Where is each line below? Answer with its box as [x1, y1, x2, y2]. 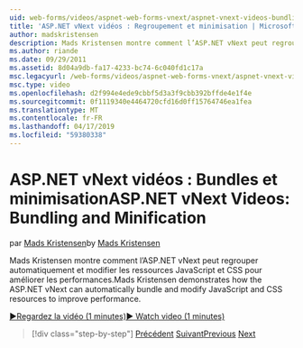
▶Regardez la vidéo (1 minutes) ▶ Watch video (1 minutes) [9, 310, 225, 321]
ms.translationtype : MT [9, 105, 99, 114]
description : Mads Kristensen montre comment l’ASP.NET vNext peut [9, 38, 269, 48]
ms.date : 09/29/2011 [9, 55, 87, 64]
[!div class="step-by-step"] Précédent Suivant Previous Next [31, 328, 256, 339]
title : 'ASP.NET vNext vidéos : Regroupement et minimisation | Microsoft [9, 22, 297, 31]
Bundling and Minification [9, 208, 207, 228]
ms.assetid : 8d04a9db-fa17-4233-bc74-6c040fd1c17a [9, 64, 204, 73]
